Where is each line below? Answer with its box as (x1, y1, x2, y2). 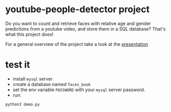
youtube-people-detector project (5, 4, 150, 15)
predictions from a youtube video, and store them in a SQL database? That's (5, 25, 166, 32)
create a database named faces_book (12, 81, 91, 87)
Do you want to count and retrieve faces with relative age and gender (5, 20, 152, 26)
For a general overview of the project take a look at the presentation (5, 41, 148, 47)
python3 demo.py (5, 102, 40, 107)
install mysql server (12, 75, 53, 82)
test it (5, 59, 31, 71)
